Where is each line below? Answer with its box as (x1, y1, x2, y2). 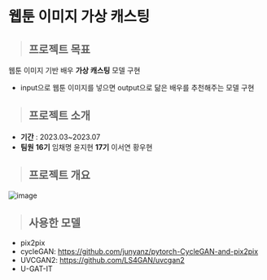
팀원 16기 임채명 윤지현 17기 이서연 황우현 (20, 142, 153, 151)
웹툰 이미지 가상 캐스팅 (8, 7, 151, 26)
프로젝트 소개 (28, 109, 91, 123)
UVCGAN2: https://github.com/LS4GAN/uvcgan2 (20, 256, 185, 265)
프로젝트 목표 (28, 42, 91, 56)
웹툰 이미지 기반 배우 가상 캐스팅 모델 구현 (8, 66, 141, 75)
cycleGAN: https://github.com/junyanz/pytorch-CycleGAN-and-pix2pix (20, 247, 259, 256)
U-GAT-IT (20, 264, 53, 273)
